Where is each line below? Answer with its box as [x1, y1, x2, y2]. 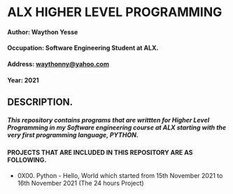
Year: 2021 [7, 76, 40, 84]
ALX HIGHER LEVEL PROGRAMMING [7, 4, 223, 20]
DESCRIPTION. [7, 96, 73, 108]
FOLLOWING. [7, 155, 47, 164]
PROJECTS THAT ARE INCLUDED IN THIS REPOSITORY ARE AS [7, 148, 193, 156]
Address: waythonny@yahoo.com [7, 60, 110, 68]
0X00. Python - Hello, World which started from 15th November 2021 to [17, 171, 223, 179]
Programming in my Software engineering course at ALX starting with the [7, 123, 227, 132]
